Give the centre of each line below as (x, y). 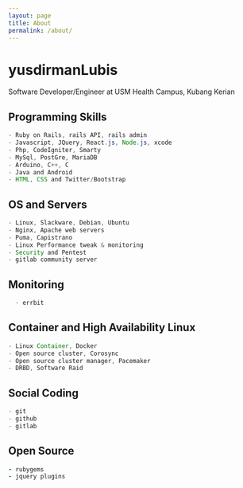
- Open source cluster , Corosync (64, 353)
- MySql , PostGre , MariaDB (53, 157)
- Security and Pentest (48, 252)
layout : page (30, 16)
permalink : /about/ (40, 30)
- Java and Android (40, 172)
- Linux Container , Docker (53, 346)
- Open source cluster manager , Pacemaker (79, 361)
